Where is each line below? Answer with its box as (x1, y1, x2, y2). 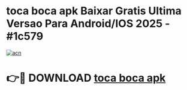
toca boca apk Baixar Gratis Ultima (6, 4, 182, 18)
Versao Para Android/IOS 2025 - (6, 17, 170, 30)
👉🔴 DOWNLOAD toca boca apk (6, 72, 166, 85)
